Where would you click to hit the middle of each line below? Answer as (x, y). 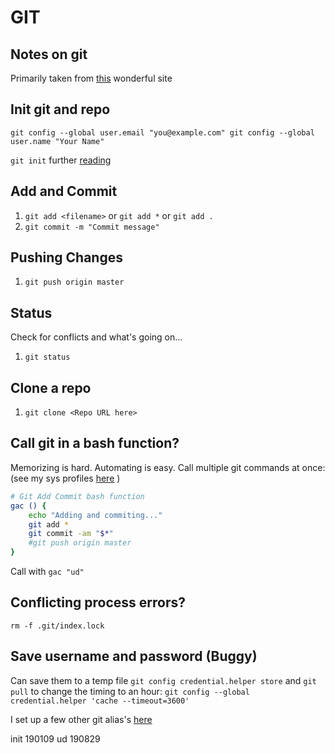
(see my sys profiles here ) (65, 478)
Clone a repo (51, 387)
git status (47, 357)
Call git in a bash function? (95, 443)
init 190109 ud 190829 (55, 738)
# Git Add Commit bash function (77, 496)
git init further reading (61, 160)
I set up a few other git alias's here (81, 719)
